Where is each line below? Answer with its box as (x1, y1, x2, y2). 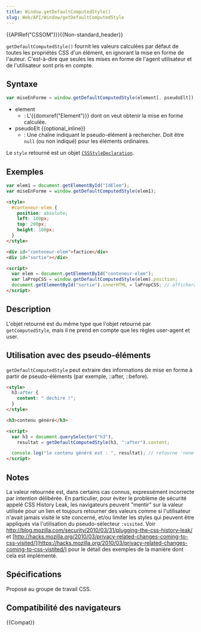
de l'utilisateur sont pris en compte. (6, 61, 94, 69)
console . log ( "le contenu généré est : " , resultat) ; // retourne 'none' (11, 450, 197, 456)
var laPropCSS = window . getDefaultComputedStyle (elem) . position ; (11, 277, 178, 283)
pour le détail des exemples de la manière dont (68, 546, 184, 553)
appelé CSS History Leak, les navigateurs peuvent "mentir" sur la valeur (6, 501, 184, 508)
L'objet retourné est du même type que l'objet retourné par (6, 320, 151, 327)
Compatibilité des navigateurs (6, 603, 121, 613)
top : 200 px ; (17, 221, 47, 227)
